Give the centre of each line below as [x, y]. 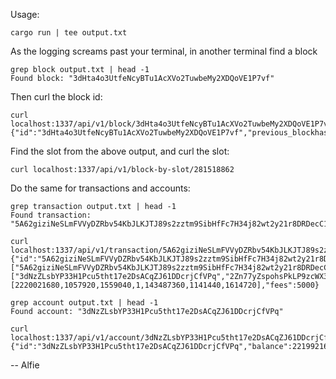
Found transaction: [51, 215]
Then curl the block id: [56, 97]
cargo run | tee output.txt [69, 33]
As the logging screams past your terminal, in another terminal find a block [164, 51]
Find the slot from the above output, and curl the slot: [120, 151]
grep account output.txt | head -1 [84, 303]
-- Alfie [25, 365]
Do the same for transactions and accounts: [100, 188]
